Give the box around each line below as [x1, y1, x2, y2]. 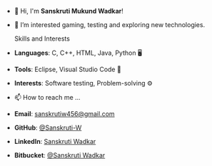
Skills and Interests [14, 34, 70, 43]
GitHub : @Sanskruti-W [14, 123, 82, 132]
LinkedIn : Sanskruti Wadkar [14, 138, 96, 145]
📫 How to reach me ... [14, 93, 81, 101]
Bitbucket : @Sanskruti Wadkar [14, 151, 106, 160]
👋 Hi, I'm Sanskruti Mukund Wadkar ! [14, 7, 123, 15]
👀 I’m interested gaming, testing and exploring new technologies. [14, 21, 206, 28]
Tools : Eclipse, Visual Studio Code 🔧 [14, 65, 121, 73]
